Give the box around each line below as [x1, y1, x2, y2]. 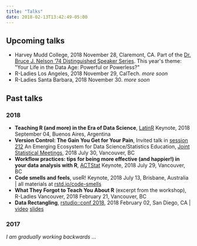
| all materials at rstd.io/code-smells [14, 180, 101, 187]
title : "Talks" [6, 8, 43, 15]
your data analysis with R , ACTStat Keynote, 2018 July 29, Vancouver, [14, 162, 186, 169]
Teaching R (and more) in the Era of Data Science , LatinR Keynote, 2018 [14, 124, 191, 131]
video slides [14, 205, 44, 212]
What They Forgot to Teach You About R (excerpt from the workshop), [14, 187, 186, 194]
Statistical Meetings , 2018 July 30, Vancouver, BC [14, 149, 135, 156]
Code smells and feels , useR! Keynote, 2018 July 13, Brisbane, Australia [14, 174, 189, 181]
